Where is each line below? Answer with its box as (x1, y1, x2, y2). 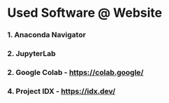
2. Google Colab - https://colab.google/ (7, 67, 144, 77)
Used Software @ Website (7, 5, 163, 21)
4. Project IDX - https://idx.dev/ (7, 86, 116, 96)
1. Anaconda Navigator (7, 30, 86, 40)
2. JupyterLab (7, 49, 56, 59)
